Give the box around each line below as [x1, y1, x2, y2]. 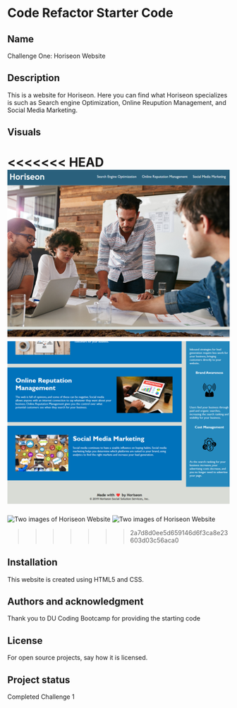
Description [7, 72, 60, 84]
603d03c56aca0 [130, 536, 179, 544]
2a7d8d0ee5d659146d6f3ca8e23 [130, 528, 229, 537]
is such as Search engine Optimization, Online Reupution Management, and [7, 98, 227, 106]
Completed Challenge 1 [7, 692, 75, 701]
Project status [7, 673, 71, 685]
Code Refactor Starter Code [7, 5, 174, 21]
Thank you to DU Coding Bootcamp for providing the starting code [7, 614, 201, 623]
